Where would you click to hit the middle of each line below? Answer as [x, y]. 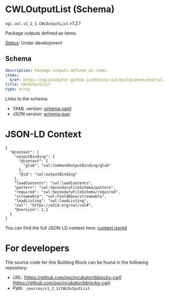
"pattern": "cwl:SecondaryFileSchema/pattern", [65, 188]
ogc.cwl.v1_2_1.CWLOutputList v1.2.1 [43, 23]
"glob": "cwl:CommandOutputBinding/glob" [67, 166]
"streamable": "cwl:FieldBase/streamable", [61, 196]
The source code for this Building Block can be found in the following [77, 262]
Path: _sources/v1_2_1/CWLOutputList [51, 288]
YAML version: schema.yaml [42, 109]
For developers [37, 248]
